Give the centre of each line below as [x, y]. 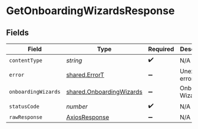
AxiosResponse [88, 117]
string [74, 60]
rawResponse [26, 117]
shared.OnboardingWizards [104, 92]
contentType [26, 60]
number [77, 106]
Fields [18, 33]
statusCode [24, 106]
